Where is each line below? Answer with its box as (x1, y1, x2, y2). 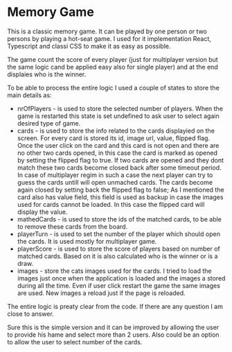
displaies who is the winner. (7, 70, 87, 78)
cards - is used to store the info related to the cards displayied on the (17, 126, 215, 135)
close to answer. (7, 310, 54, 318)
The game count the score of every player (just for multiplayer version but (7, 55, 218, 63)
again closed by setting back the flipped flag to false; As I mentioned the (17, 185, 224, 194)
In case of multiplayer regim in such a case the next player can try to (17, 171, 213, 179)
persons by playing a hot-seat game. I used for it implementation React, (7, 34, 211, 42)
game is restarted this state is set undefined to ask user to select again (17, 112, 220, 120)
